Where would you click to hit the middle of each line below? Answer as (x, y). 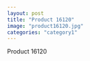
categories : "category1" (42, 32)
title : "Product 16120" (41, 20)
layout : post (26, 13)
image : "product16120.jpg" (45, 26)
